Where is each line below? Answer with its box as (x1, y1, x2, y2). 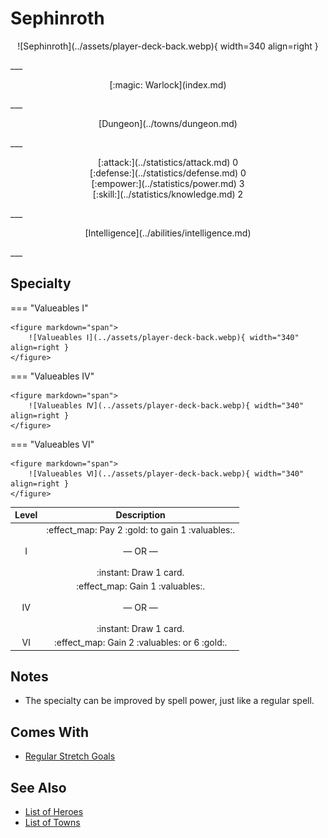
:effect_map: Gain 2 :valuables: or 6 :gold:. (54, 637, 228, 648)
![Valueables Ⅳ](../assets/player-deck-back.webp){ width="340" (28, 400, 305, 411)
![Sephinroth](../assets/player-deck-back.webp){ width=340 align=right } (17, 40, 319, 52)
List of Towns (24, 816, 81, 828)
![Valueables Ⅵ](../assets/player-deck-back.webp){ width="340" (28, 468, 305, 479)
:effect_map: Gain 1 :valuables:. (76, 580, 205, 592)
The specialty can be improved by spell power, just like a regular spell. (24, 695, 315, 707)
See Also (10, 779, 67, 796)
